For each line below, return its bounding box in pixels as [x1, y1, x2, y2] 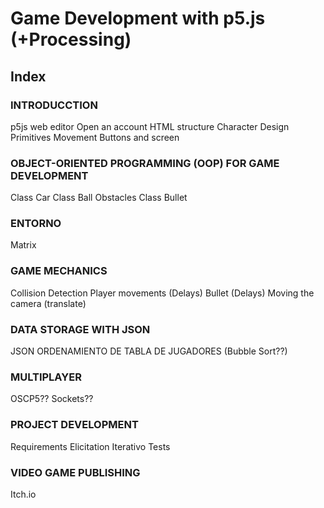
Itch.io [10, 488, 37, 500]
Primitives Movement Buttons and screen [10, 131, 180, 143]
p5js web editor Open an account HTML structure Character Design [10, 120, 290, 132]
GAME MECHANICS [10, 264, 108, 278]
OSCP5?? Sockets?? [10, 393, 94, 405]
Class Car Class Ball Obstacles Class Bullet [10, 192, 188, 204]
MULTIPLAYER [10, 370, 82, 384]
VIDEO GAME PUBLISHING [10, 465, 141, 479]
